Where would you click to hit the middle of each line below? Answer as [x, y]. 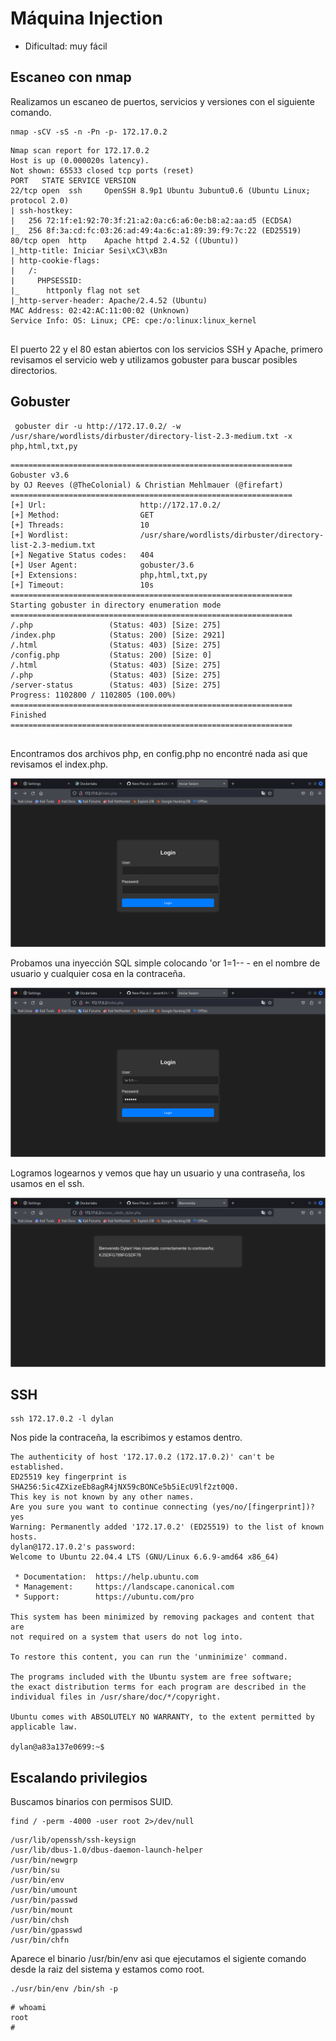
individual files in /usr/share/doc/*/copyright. [116, 1697]
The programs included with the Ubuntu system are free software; [151, 1677]
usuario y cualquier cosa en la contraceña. [98, 974]
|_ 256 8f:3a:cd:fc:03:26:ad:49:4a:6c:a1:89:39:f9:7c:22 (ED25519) [156, 230]
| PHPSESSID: [46, 280]
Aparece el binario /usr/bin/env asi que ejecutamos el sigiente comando [158, 1959]
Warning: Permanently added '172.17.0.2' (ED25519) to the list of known [167, 1527]
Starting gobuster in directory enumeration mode [116, 605]
